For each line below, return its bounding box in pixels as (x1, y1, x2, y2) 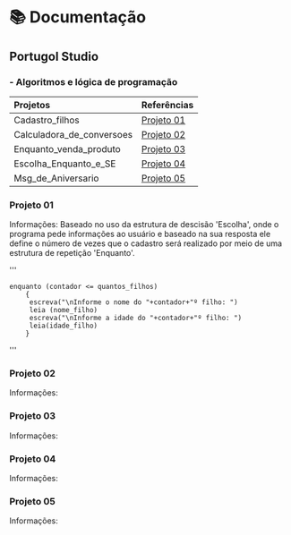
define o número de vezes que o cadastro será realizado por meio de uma (9, 238, 283, 249)
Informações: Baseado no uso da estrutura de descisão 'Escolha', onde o (9, 219, 279, 230)
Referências (141, 98, 194, 111)
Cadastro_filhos (13, 114, 80, 126)
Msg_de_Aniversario (13, 172, 99, 184)
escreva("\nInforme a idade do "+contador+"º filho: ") (29, 314, 243, 323)
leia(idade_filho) (29, 321, 98, 331)
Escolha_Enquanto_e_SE (13, 157, 116, 170)
